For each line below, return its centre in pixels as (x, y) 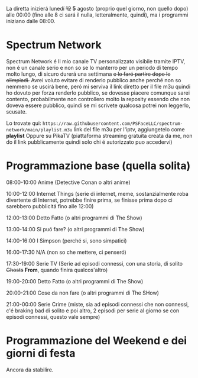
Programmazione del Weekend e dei (97, 341)
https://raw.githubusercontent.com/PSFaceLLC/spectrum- (113, 124)
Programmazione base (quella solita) (98, 166)
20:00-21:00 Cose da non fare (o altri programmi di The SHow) (83, 293)
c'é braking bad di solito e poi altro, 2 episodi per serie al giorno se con (93, 311)
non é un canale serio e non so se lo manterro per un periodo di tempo (92, 67)
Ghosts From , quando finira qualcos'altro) (57, 270)
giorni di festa (41, 353)
